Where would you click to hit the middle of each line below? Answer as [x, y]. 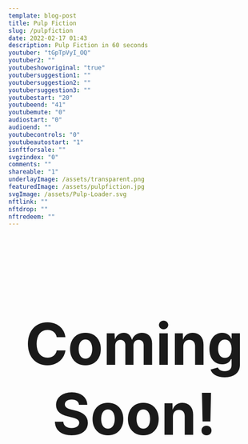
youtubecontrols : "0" [44, 134]
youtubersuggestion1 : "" [50, 75]
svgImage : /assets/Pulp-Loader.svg [68, 194]
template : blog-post [43, 16]
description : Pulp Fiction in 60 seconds [78, 46]
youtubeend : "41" [37, 105]
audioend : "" [30, 127]
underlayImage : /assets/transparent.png [77, 180]
